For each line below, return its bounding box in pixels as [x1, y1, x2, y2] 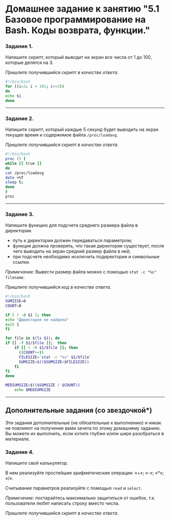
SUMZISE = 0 [5, 299, 26, 304]
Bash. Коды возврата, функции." [5, 25, 150, 36]
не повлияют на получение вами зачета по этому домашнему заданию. [5, 425, 161, 431]
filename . [5, 274, 25, 281]
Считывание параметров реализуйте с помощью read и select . [5, 485, 143, 491]
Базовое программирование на [5, 14, 146, 25]
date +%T [5, 175, 24, 180]
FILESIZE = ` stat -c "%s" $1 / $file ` [18, 355, 92, 360]
